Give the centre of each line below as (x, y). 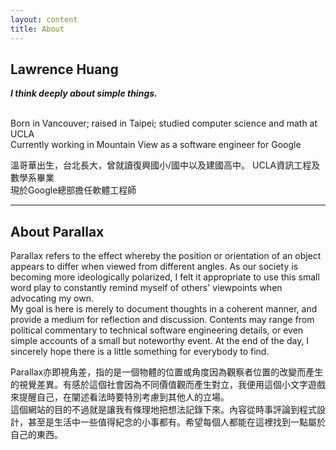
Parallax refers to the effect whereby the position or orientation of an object (166, 256)
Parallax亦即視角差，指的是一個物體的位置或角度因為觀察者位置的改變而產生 (167, 372)
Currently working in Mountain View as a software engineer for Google (156, 145)
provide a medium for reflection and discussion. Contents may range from (162, 320)
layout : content (44, 19)
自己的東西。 (36, 435)
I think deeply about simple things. (84, 93)
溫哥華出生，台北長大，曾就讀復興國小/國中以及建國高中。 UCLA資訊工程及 (165, 165)
